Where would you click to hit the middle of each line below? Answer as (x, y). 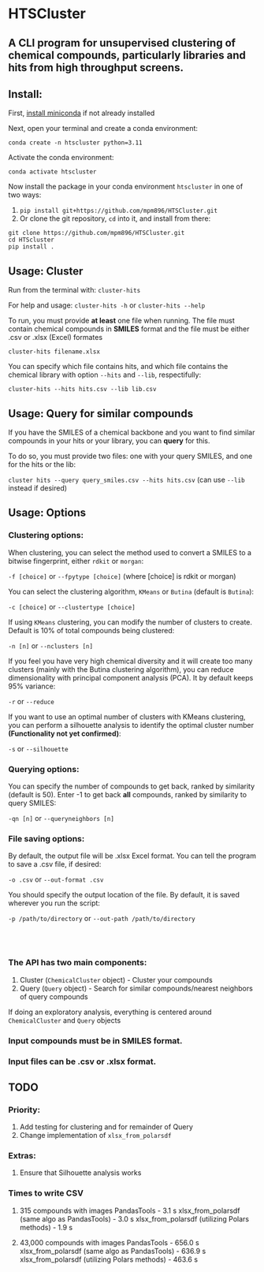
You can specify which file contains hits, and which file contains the (118, 367)
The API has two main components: (78, 963)
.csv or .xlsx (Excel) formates (56, 338)
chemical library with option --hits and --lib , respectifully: (105, 375)
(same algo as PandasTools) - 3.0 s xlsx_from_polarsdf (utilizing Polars (134, 1218)
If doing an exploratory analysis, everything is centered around (110, 1012)
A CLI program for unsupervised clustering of (122, 43)
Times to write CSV (46, 1193)
